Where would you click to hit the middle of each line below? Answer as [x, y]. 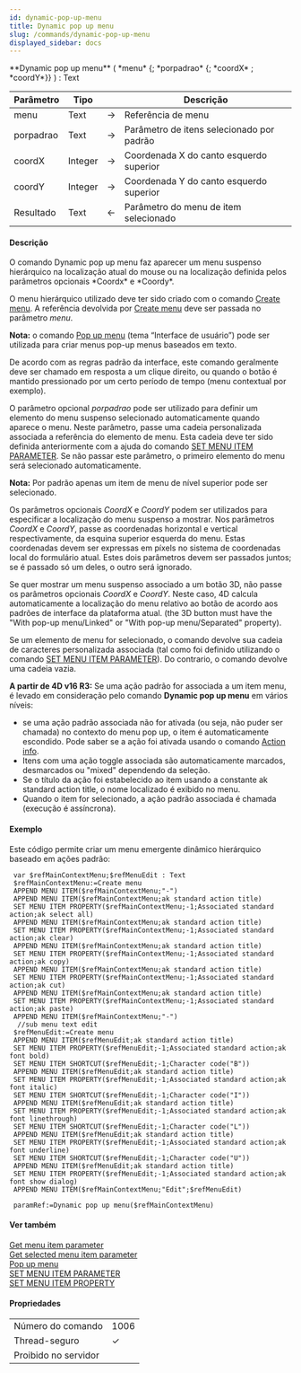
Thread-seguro [47, 1341]
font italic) [34, 1087]
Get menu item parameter [57, 1245]
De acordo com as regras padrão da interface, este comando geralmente [144, 362]
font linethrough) [43, 1119]
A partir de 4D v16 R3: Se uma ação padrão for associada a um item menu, [148, 686]
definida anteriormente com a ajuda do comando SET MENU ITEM [131, 446]
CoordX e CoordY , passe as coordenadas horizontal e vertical [124, 529]
